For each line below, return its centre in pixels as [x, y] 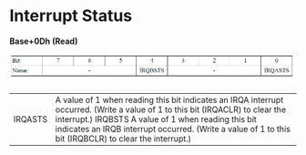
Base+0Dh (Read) [44, 41]
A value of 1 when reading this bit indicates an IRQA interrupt [169, 99]
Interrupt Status [71, 16]
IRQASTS [31, 119]
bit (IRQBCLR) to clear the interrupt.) [123, 139]
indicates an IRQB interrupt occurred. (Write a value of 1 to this [173, 129]
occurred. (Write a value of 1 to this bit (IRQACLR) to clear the [171, 109]
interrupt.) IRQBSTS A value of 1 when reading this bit [156, 119]
